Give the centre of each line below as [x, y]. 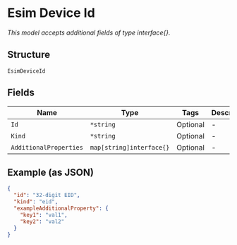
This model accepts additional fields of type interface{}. [89, 32]
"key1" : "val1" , [44, 215]
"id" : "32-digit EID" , [47, 196]
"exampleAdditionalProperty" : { [61, 208]
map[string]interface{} [130, 147]
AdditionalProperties [47, 147]
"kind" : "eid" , [36, 202]
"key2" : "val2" [42, 221]
